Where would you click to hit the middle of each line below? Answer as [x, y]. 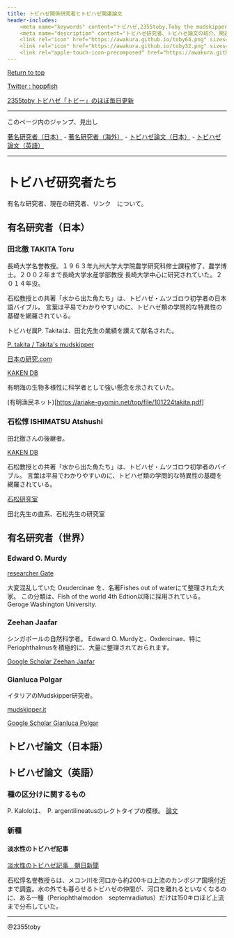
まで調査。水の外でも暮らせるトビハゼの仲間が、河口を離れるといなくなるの [117, 889]
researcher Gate [31, 573]
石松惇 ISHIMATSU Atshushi [55, 422]
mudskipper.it [27, 710]
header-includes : [32, 20]
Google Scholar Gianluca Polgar [53, 723]
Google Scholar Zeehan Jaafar [51, 661]
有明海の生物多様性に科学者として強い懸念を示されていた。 [93, 387]
